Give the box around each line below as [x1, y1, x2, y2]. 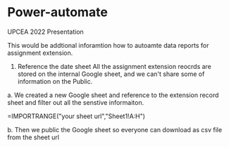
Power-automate [7, 4, 108, 20]
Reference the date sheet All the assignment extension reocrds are [17, 62, 211, 70]
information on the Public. [17, 77, 93, 85]
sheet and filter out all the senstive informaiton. [7, 98, 144, 106]
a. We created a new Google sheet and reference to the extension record [7, 91, 219, 99]
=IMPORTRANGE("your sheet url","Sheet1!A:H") [7, 112, 146, 120]
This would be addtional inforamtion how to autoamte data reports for [7, 41, 209, 49]
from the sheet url [7, 133, 60, 141]
